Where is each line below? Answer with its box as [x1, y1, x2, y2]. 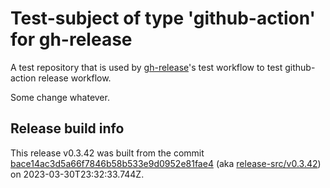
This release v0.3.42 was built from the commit [10, 147, 205, 159]
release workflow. [38, 72, 112, 84]
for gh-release [10, 28, 133, 51]
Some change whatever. [10, 91, 110, 103]
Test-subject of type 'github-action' [10, 7, 316, 30]
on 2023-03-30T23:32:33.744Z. [10, 168, 145, 180]
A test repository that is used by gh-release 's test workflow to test [10, 61, 283, 73]
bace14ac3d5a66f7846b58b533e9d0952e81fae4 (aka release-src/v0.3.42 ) [10, 157, 322, 169]
